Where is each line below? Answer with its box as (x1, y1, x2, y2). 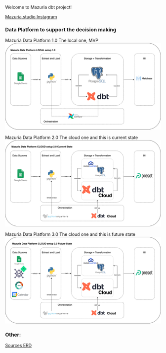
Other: (5, 331, 21, 338)
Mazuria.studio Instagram (5, 14, 57, 19)
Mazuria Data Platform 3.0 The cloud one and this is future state (5, 231, 136, 237)
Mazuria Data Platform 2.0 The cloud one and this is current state (5, 134, 138, 141)
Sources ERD (5, 343, 32, 349)
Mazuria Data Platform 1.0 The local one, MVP (5, 37, 99, 44)
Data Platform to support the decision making (5, 26, 117, 33)
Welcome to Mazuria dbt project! (5, 4, 72, 10)
